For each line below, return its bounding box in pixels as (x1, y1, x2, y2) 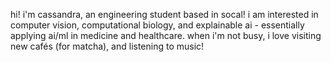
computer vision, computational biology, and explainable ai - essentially (10, 19, 305, 31)
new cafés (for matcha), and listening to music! (10, 40, 205, 52)
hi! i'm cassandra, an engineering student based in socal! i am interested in (10, 9, 319, 20)
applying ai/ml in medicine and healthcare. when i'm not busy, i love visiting (10, 30, 322, 41)
